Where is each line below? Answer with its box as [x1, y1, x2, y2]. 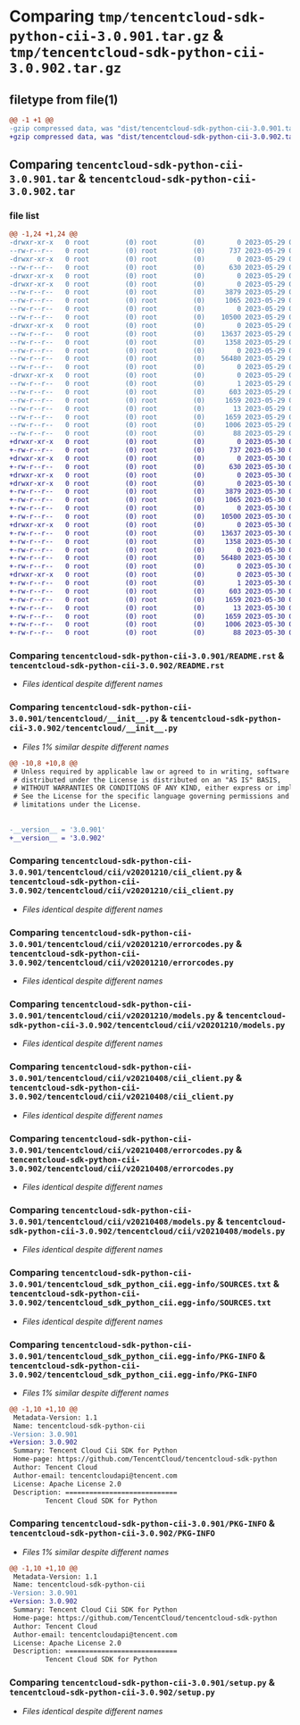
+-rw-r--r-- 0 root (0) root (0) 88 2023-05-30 [9, 628, 286, 638]
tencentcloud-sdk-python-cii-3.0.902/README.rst [9, 661, 225, 671]
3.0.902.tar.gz [9, 60, 122, 77]
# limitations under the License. [12, 800, 142, 809]
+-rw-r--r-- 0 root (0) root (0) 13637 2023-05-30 [9, 529, 286, 538]
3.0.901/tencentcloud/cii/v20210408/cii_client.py [9, 1074, 234, 1084]
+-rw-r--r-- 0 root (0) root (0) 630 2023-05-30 [9, 462, 286, 471]
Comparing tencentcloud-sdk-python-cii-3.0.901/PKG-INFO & [9, 1517, 275, 1529]
